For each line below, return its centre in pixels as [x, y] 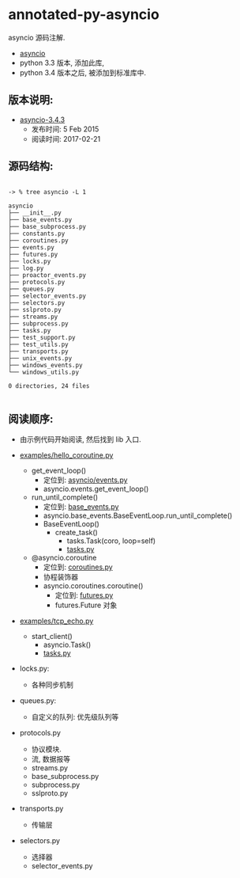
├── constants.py [37, 234]
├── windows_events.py [45, 365]
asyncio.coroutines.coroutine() [93, 586]
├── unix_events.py [40, 358]
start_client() [52, 637]
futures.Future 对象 [86, 605]
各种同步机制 [52, 685]
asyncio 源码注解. [37, 37]
